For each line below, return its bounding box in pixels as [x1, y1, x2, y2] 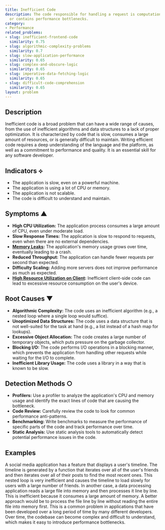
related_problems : [5, 30, 43, 35]
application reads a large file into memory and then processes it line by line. [5, 488, 158, 494]
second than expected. [12, 259, 59, 265]
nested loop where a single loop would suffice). [12, 313, 109, 319]
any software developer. [5, 152, 54, 158]
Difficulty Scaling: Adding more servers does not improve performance [12, 265, 158, 270]
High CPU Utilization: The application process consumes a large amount [12, 223, 160, 229]
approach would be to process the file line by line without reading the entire [5, 498, 158, 504]
